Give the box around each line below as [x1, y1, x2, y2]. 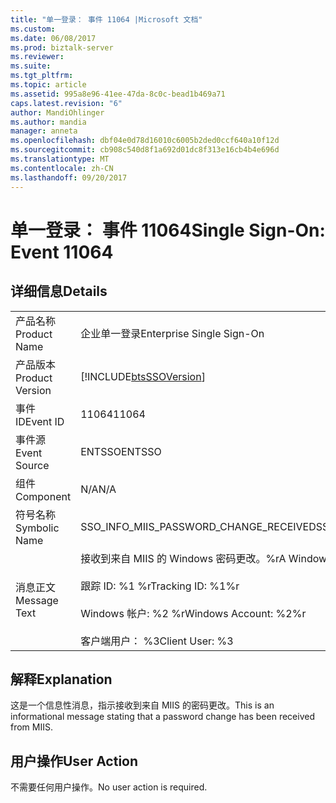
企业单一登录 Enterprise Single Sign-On [80, 326, 265, 340]
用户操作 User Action [10, 752, 139, 770]
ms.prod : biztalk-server [10, 42, 114, 53]
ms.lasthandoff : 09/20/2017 [10, 172, 128, 183]
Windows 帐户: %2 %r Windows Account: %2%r [80, 606, 307, 620]
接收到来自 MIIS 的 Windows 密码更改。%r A [80, 551, 287, 565]
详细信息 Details [10, 283, 108, 300]
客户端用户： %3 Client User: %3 [80, 634, 234, 648]
